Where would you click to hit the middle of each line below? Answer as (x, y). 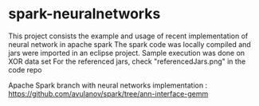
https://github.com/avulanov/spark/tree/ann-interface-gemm (108, 93)
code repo (25, 69)
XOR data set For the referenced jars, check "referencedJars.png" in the (127, 61)
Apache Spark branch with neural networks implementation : (108, 85)
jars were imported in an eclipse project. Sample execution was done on (127, 53)
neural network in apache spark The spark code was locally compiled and (129, 44)
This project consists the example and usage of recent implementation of (128, 36)
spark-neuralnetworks (84, 14)
